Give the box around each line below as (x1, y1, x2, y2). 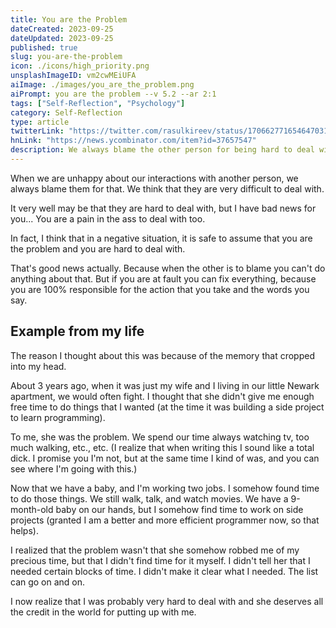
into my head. (10, 360, 67, 372)
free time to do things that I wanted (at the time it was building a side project (10, 401, 325, 413)
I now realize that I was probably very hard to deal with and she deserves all (10, 595, 324, 607)
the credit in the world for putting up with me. (10, 606, 197, 618)
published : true (10, 42, 78, 53)
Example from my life (10, 323, 145, 340)
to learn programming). (10, 411, 106, 423)
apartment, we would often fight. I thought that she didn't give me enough (10, 390, 315, 402)
